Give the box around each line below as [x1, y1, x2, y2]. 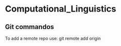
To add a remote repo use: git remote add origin [5, 35, 101, 41]
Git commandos [5, 23, 54, 31]
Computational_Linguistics [5, 3, 117, 15]
